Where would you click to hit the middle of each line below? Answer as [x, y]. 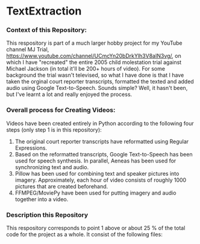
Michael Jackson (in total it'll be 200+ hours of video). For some [86, 69]
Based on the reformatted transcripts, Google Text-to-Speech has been [104, 154]
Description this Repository [47, 214]
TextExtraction [44, 11]
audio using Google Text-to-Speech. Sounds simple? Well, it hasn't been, [97, 88]
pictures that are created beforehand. [61, 186]
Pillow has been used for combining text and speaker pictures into [97, 173]
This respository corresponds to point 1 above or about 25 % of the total [96, 228]
